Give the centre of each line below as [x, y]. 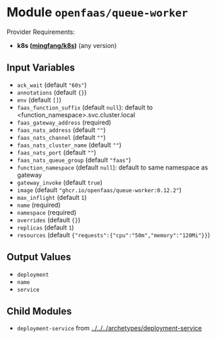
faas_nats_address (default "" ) [61, 130]
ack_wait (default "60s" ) [52, 85]
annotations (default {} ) [52, 92]
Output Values [39, 257]
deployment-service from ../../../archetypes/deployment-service [109, 328]
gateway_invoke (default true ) [60, 182]
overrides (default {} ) [48, 220]
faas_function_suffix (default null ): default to [85, 107]
